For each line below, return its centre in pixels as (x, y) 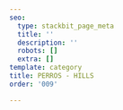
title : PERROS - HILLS (52, 76)
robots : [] (38, 51)
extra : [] (35, 59)
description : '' (48, 42)
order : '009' (34, 84)
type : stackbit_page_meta (66, 26)
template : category (46, 68)
